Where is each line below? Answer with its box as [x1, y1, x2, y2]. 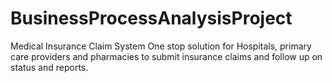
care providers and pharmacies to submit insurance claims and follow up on [10, 50, 323, 62]
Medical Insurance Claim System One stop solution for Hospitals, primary [10, 40, 312, 52]
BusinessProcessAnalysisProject [10, 7, 293, 30]
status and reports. [10, 61, 89, 73]
